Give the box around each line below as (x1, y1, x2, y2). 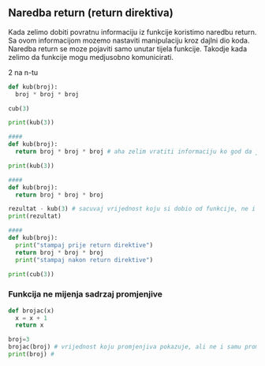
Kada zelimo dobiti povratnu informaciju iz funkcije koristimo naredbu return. (8, 27, 257, 36)
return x (15, 321, 44, 330)
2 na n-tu (8, 67, 39, 77)
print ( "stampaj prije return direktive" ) (15, 241, 154, 249)
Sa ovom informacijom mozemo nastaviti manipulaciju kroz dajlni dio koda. (8, 35, 250, 45)
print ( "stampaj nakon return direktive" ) (15, 256, 154, 263)
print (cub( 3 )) (8, 270, 55, 278)
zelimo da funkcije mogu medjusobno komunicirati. (8, 52, 174, 62)
